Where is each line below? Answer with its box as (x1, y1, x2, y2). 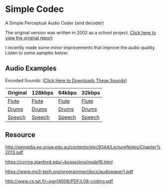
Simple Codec (5, 3, 64, 15)
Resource (5, 131, 36, 139)
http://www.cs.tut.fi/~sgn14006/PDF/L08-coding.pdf (5, 178, 113, 184)
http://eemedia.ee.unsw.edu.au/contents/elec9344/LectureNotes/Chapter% (5, 144, 161, 150)
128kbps (31, 89, 54, 96)
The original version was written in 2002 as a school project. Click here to (5, 29, 156, 35)
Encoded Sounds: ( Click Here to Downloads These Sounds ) (5, 77, 128, 83)
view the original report (5, 35, 53, 41)
